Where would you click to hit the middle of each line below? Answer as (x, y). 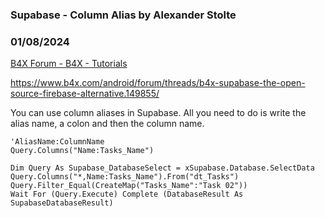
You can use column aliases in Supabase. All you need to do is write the (158, 113)
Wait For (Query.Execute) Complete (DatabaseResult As (127, 194)
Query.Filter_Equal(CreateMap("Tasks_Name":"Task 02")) (129, 186)
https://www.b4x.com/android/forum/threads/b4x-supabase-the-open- (158, 83)
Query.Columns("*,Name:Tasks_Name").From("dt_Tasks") (125, 177)
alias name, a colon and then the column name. (107, 124)
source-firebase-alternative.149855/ (85, 94)
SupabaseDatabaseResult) (62, 203)
